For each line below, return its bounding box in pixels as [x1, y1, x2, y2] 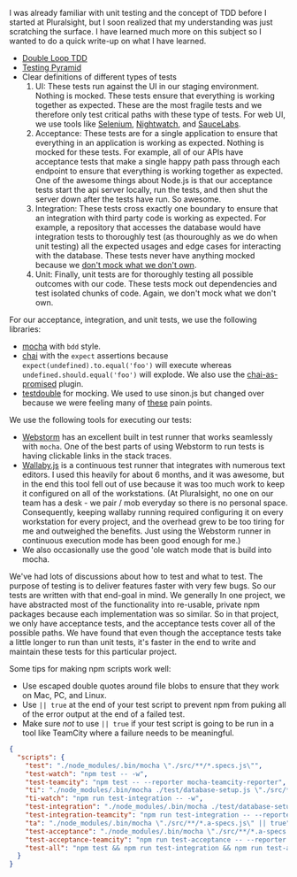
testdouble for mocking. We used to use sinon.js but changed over [21, 388, 265, 398]
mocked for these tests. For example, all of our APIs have [34, 147, 244, 158]
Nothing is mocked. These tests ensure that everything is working [34, 90, 276, 101]
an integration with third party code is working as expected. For [34, 212, 267, 223]
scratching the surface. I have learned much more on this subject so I [9, 27, 263, 36]
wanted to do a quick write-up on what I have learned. [9, 35, 207, 46]
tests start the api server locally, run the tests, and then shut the [34, 185, 268, 195]
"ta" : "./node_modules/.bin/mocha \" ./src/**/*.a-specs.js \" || [25, 819, 267, 827]
